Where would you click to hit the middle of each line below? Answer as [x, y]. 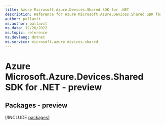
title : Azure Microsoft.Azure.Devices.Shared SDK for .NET [67, 10]
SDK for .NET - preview [54, 87]
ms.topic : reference [26, 33]
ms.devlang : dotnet [25, 38]
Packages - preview [36, 105]
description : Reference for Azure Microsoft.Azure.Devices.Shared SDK [79, 14]
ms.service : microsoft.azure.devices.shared [52, 42]
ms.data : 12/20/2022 [26, 28]
